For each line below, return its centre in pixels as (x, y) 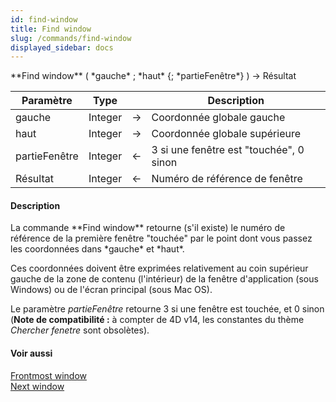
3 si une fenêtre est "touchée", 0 (228, 150)
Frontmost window (48, 375)
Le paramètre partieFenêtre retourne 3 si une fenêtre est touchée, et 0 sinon (167, 309)
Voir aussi (31, 353)
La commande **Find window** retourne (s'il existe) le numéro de (148, 228)
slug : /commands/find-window (71, 38)
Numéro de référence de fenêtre (227, 179)
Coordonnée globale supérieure (226, 134)
